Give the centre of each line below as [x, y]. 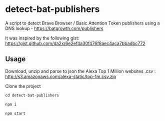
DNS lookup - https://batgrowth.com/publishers [54, 28]
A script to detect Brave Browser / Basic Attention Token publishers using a [82, 23]
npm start [15, 113]
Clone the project [23, 86]
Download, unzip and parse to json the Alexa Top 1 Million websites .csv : [80, 71]
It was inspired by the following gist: [42, 38]
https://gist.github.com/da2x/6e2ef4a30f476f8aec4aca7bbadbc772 [75, 43]
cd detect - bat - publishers [32, 95]
